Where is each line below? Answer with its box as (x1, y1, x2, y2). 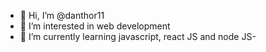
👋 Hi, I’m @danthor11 (19, 10, 105, 21)
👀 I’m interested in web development (19, 20, 171, 32)
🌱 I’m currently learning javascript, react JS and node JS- (19, 31, 257, 42)
